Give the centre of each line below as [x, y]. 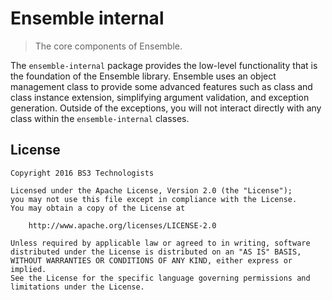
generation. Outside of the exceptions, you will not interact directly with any [166, 108]
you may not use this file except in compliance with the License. [154, 199]
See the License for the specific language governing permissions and [160, 278]
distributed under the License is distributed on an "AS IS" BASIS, [156, 252]
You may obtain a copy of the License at [98, 208]
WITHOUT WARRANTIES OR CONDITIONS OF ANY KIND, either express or [151, 260]
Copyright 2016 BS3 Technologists [82, 173]
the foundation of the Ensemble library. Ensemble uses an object [143, 76]
